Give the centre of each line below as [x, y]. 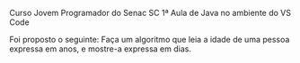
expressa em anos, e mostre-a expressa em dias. [100, 49]
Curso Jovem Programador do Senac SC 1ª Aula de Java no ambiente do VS [150, 13]
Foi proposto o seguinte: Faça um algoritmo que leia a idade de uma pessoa [150, 39]
